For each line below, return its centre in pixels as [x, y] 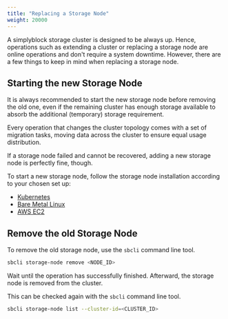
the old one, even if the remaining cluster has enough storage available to [111, 107]
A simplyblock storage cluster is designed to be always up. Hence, [102, 39]
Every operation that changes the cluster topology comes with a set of [107, 127]
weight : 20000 [28, 20]
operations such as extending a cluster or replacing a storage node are [108, 47]
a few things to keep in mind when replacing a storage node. [93, 61]
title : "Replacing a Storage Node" [58, 13]
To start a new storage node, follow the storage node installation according [114, 176]
